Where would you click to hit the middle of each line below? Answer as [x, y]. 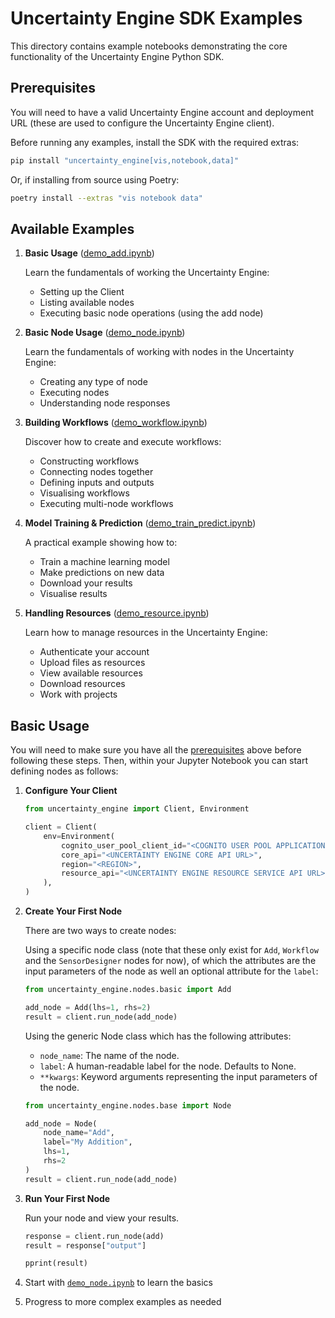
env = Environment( [79, 836]
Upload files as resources [92, 663]
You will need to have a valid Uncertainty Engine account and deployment [162, 112]
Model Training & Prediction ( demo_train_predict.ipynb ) [140, 523]
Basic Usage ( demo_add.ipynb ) [89, 253]
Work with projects [78, 694]
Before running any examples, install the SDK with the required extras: [155, 142]
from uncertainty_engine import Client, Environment [137, 809]
